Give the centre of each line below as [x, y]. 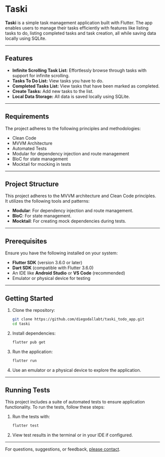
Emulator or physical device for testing [51, 278]
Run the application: [32, 351]
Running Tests [27, 390]
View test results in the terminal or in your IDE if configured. [72, 435]
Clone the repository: [34, 310]
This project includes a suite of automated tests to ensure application [75, 402]
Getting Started [29, 298]
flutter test [26, 426]
